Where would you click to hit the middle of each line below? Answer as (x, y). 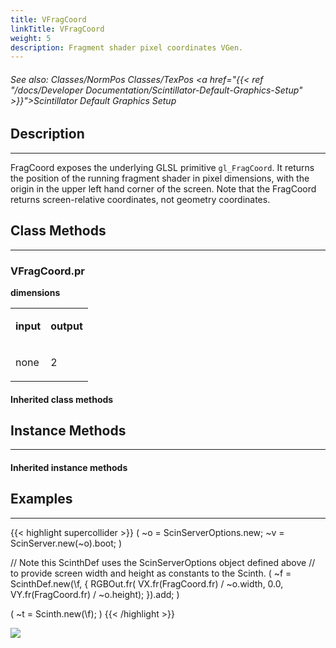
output (66, 326)
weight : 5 (31, 38)
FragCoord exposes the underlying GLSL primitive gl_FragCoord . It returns (162, 167)
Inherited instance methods (69, 467)
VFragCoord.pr (47, 271)
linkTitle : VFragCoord (57, 29)
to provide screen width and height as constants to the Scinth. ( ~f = (151, 573)
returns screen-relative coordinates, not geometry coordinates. (140, 199)
